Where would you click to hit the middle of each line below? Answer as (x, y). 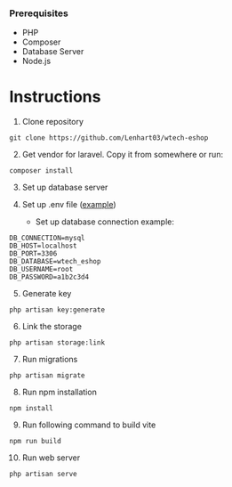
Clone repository (53, 122)
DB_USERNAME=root (41, 270)
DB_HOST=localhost (43, 246)
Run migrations (50, 360)
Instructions (55, 97)
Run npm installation (60, 392)
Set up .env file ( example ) (69, 205)
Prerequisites (39, 13)
